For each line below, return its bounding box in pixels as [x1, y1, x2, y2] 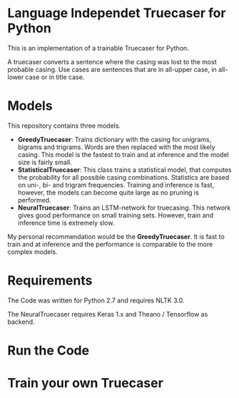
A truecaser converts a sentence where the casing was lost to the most [7, 57, 217, 66]
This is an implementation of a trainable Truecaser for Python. [7, 44, 189, 52]
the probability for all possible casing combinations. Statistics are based [17, 173, 230, 181]
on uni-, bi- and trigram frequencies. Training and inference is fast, [17, 180, 215, 189]
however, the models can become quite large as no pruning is [17, 188, 200, 197]
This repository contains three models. [7, 121, 121, 130]
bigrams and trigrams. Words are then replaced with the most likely [17, 143, 215, 151]
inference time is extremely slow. [17, 218, 115, 227]
